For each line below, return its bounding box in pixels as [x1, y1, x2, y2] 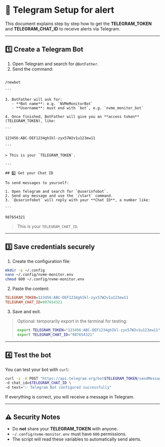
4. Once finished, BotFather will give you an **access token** [5, 114, 139, 119]
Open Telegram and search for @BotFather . [12, 61, 99, 67]
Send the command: [12, 66, 54, 72]
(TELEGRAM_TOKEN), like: [5, 118, 56, 123]
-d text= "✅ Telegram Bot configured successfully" [5, 385, 112, 390]
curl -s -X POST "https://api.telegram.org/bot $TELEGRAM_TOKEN [5, 376, 137, 381]
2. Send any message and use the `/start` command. [5, 193, 113, 198]
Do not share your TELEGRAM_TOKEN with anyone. [12, 425, 118, 431]
